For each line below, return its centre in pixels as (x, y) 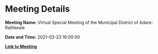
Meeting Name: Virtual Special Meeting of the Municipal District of (72, 22)
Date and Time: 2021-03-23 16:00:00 (43, 37)
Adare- (146, 22)
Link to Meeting (21, 46)
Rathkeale (15, 27)
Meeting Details (38, 9)
